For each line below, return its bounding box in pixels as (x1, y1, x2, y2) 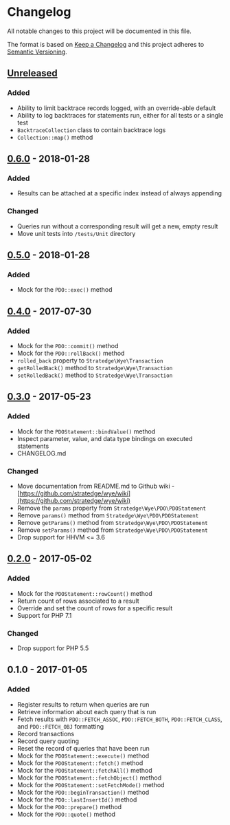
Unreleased (7, 67, 58, 79)
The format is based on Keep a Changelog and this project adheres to (7, 40, 205, 48)
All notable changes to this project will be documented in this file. (7, 27, 192, 35)
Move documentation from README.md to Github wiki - (16, 482, 175, 490)
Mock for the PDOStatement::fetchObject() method (16, 773, 162, 782)
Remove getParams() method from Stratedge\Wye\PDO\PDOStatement (16, 518, 208, 526)
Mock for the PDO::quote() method (16, 810, 115, 818)
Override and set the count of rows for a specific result (16, 603, 173, 612)
